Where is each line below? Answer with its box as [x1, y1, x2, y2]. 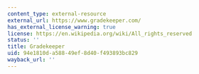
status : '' [7, 37, 40, 44]
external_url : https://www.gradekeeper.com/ [7, 17, 141, 24]
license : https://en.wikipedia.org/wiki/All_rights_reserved [7, 30, 193, 37]
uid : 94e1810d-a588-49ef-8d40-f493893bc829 [7, 50, 139, 57]
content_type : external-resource [7, 10, 107, 18]
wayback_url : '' [7, 56, 55, 63]
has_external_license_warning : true [7, 23, 116, 30]
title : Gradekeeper [7, 43, 65, 50]
